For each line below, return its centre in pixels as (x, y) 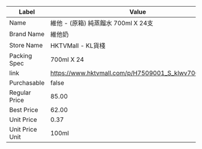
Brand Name (27, 34)
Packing (21, 56)
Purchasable (27, 83)
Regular (20, 93)
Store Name (26, 45)
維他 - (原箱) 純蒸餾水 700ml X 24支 (102, 23)
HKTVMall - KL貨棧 (78, 46)
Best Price (24, 110)
